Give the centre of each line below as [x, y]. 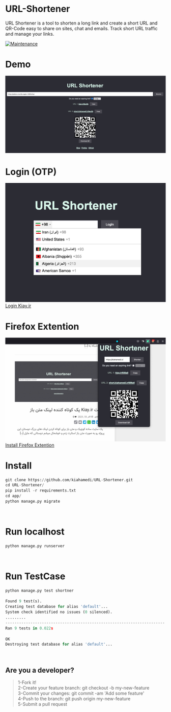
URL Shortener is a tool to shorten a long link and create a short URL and [81, 23]
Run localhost [35, 532]
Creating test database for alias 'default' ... [57, 607]
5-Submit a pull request [42, 704]
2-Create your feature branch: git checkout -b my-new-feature [83, 688]
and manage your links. [30, 34]
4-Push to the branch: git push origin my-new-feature [74, 699]
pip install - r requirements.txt [41, 490]
